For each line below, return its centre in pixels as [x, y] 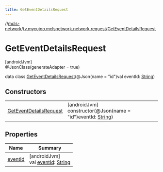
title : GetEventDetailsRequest [37, 10]
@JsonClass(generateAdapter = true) [42, 67]
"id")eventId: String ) [90, 117]
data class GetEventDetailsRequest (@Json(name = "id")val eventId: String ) [80, 76]
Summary [50, 148]
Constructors [26, 91]
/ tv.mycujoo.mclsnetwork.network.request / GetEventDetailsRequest [89, 29]
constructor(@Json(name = [99, 111]
